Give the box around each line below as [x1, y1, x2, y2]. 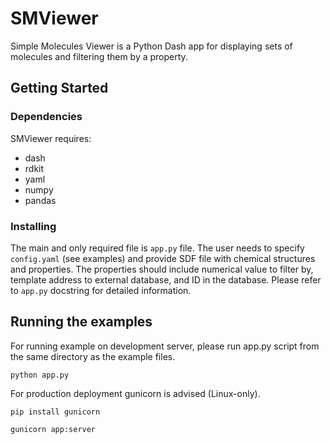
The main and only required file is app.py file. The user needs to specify [10, 242, 305, 254]
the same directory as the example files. [10, 350, 176, 362]
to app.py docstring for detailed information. [10, 284, 192, 296]
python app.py [10, 370, 70, 380]
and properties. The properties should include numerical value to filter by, [10, 263, 314, 275]
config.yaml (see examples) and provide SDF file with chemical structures [10, 252, 316, 264]
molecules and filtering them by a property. [10, 50, 188, 62]
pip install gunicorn [10, 407, 101, 417]
